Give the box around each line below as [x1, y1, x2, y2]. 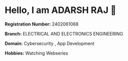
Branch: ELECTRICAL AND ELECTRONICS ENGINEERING [5, 30, 123, 36]
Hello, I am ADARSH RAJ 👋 [5, 4, 116, 16]
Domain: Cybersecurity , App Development [5, 40, 95, 46]
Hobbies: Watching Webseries [5, 50, 69, 56]
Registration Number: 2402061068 [5, 21, 79, 27]
